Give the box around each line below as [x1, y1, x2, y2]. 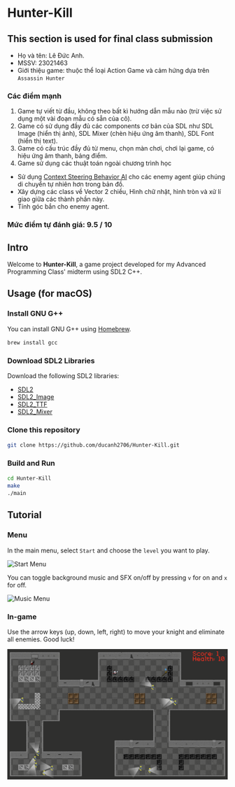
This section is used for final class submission [7, 33, 213, 45]
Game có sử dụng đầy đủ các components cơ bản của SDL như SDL [17, 122, 214, 130]
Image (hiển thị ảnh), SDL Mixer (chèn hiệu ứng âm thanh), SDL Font [17, 130, 215, 138]
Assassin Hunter [17, 75, 65, 82]
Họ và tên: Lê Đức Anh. [17, 51, 85, 60]
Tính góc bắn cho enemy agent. [17, 202, 110, 211]
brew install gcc [7, 339, 58, 346]
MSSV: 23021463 [17, 59, 68, 67]
